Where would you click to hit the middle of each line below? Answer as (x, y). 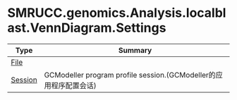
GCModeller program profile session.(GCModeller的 (130, 75)
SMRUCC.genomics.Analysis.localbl (117, 13)
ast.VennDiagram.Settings (87, 28)
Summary (135, 50)
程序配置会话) (74, 85)
